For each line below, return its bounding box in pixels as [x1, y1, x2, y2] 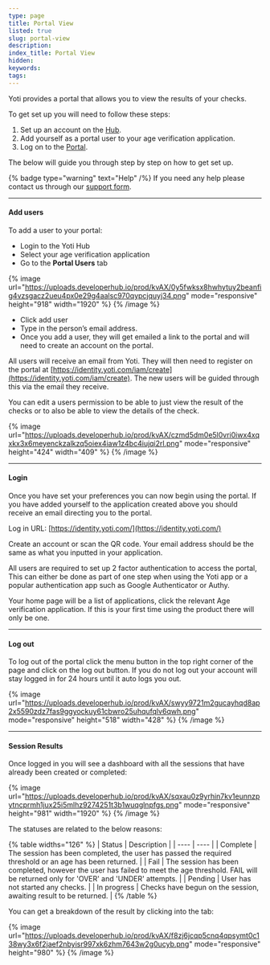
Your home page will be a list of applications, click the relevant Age [8, 596, 231, 606]
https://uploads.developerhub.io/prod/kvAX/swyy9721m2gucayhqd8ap [24, 698, 260, 708]
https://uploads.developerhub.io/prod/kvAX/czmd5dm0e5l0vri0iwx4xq [24, 429, 260, 439]
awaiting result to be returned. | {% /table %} [8, 891, 157, 901]
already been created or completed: [8, 767, 127, 777]
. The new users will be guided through [129, 373, 260, 383]
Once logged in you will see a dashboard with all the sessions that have [8, 759, 245, 769]
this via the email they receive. [8, 381, 109, 391]
